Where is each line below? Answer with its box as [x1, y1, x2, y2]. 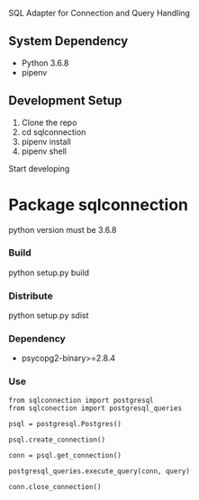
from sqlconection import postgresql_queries [8, 404, 182, 413]
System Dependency [8, 33, 129, 49]
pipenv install [21, 136, 71, 147]
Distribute [8, 290, 53, 302]
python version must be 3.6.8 [8, 224, 117, 235]
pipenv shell [21, 146, 67, 156]
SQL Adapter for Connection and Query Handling [8, 8, 191, 18]
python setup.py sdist [8, 310, 89, 321]
